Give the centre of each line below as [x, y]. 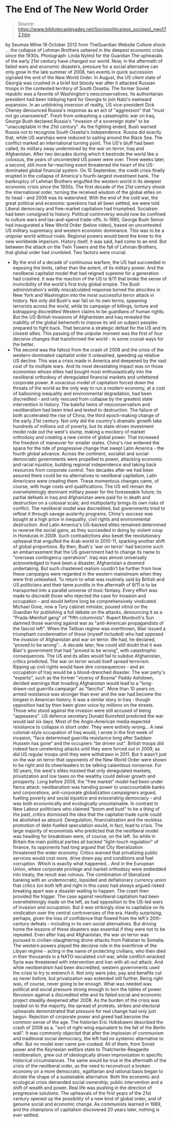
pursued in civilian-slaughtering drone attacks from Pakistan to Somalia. [89, 940]
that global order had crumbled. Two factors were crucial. [66, 252]
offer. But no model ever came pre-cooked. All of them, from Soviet [84, 1044]
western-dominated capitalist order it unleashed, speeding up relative [86, 355]
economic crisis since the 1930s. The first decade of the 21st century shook [85, 187]
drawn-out [24, 688]
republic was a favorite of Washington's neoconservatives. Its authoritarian [84, 94]
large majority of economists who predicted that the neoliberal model [85, 831]
